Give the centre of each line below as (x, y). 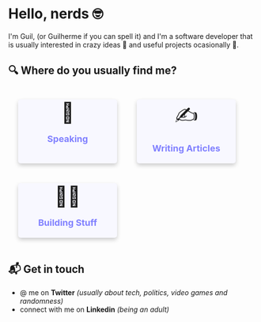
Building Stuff (68, 222)
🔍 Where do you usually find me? (93, 71)
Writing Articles (186, 148)
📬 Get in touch (46, 269)
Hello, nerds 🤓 (56, 14)
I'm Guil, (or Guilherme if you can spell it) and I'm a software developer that (130, 36)
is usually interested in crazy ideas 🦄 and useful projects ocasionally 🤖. (124, 44)
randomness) (42, 301)
